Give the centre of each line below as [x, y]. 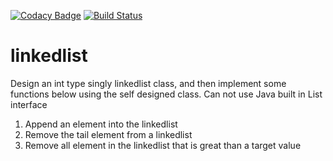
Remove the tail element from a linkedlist [108, 134]
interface [29, 104]
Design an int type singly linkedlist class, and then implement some [148, 83]
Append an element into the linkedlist [101, 124]
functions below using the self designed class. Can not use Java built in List [166, 94]
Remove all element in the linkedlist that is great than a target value [163, 145]
